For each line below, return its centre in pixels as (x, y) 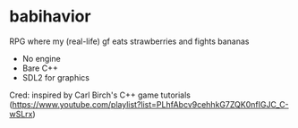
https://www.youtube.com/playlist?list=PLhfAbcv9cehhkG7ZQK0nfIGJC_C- (150, 104)
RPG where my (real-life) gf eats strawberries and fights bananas (129, 41)
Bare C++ (40, 68)
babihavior (50, 17)
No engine (41, 58)
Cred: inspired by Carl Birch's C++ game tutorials (100, 95)
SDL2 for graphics (55, 77)
